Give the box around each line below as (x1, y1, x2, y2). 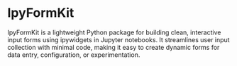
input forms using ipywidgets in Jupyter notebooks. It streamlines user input (7, 35, 230, 44)
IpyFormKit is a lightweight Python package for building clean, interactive (7, 28, 221, 37)
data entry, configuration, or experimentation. (7, 51, 140, 59)
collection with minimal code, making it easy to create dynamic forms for (7, 43, 220, 51)
